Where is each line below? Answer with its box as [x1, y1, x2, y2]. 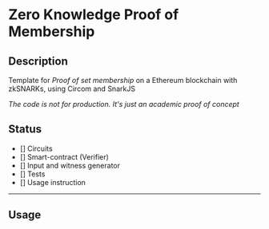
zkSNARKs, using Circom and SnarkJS [8, 84, 136, 93]
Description [8, 54, 68, 68]
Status [8, 122, 42, 136]
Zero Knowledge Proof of [8, 6, 179, 24]
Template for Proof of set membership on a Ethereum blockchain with [8, 76, 238, 85]
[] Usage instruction [19, 177, 86, 187]
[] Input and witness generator [19, 160, 120, 170]
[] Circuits [19, 144, 54, 153]
